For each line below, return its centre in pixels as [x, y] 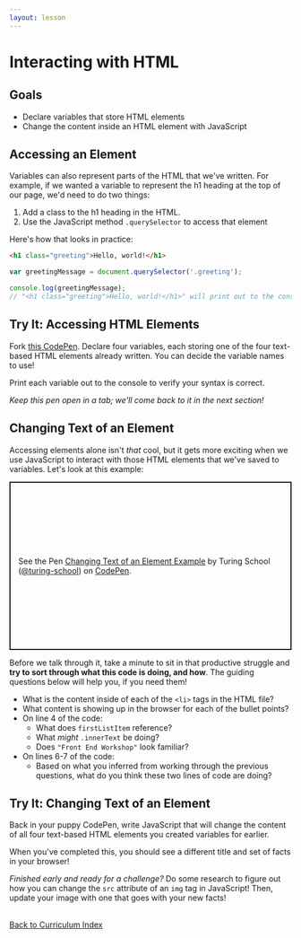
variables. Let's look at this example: [77, 469]
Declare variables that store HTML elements [103, 117]
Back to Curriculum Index [56, 925]
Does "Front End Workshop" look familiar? [112, 747]
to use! [22, 365]
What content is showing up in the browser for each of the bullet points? [155, 708]
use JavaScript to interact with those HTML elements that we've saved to [144, 460]
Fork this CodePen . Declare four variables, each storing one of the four [140, 346]
